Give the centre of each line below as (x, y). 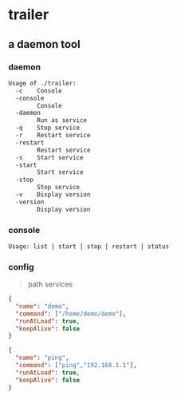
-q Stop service (48, 128)
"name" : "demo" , (42, 306)
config (21, 267)
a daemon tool (45, 44)
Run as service (62, 120)
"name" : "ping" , (42, 358)
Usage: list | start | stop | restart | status (89, 246)
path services (50, 284)
